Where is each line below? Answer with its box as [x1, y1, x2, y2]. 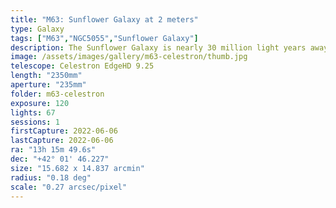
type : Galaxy [10, 24, 65, 34]
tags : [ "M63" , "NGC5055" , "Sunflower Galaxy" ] [10, 33, 199, 43]
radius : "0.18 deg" [10, 172, 92, 183]
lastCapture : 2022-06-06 [10, 136, 114, 146]
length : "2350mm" [10, 71, 83, 81]
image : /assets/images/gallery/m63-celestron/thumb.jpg [10, 52, 248, 62]
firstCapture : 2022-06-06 [10, 126, 118, 136]
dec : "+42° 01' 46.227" [10, 154, 110, 164]
